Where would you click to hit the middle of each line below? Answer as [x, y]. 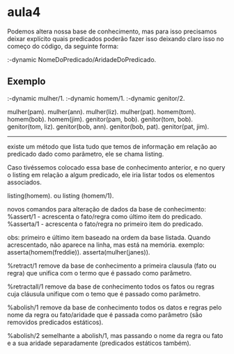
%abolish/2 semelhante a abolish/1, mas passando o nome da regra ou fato [115, 335]
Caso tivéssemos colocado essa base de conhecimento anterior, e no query [116, 167]
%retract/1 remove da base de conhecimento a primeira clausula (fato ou [112, 266]
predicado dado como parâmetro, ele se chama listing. [86, 154]
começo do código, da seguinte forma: [63, 46]
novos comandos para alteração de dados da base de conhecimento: [107, 209]
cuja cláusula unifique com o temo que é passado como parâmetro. [104, 293]
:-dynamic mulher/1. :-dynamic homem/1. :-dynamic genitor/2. [96, 98]
